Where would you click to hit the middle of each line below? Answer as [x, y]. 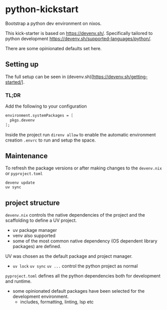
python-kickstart [42, 9]
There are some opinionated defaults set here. [54, 48]
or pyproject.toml [24, 174]
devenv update [20, 183]
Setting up [22, 64]
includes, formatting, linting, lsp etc [57, 302]
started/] [14, 82]
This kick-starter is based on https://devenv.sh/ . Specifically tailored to [79, 33]
